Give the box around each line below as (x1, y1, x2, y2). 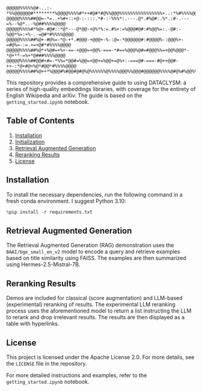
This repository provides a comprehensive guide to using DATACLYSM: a (6, 79, 186, 86)
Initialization (14, 138, 45, 145)
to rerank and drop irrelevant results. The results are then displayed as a (6, 314, 185, 321)
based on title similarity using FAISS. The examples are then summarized (6, 255, 186, 262)
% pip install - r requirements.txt (6, 209, 93, 215)
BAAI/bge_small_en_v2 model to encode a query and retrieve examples (6, 248, 180, 255)
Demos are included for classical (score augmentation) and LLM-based (6, 294, 183, 302)
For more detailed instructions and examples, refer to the (6, 371, 147, 379)
